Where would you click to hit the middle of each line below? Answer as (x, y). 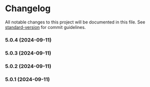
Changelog (28, 9)
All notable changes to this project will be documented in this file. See (75, 22)
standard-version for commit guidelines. (45, 27)
